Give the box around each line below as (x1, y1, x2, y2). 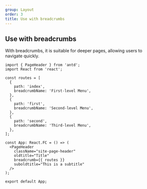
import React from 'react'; (5, 67, 63, 72)
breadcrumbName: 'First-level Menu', (14, 88, 91, 94)
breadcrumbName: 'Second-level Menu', (14, 106, 93, 111)
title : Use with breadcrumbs (5, 16, 65, 21)
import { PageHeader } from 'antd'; (5, 63, 80, 68)
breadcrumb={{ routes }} (14, 157, 65, 163)
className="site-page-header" (14, 149, 76, 154)
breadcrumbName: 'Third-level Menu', (14, 123, 91, 128)
